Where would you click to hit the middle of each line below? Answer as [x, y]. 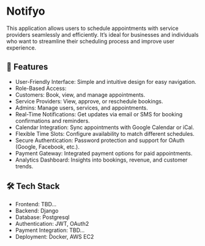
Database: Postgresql [42, 217]
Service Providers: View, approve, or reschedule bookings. [89, 101]
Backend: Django [37, 211]
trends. [24, 166]
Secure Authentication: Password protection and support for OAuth [100, 140]
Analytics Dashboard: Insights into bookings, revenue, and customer [101, 160]
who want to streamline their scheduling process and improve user [91, 41]
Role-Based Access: [41, 88]
